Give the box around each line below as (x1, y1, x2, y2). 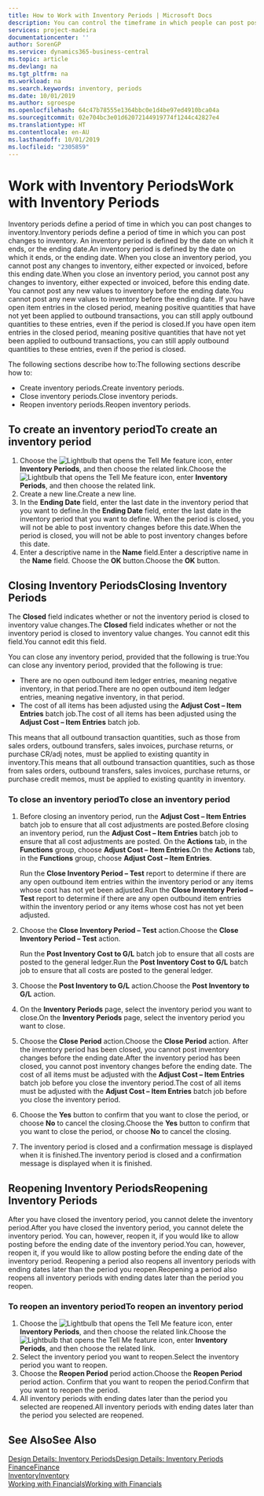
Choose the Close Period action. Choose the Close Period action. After (19, 1037, 249, 1046)
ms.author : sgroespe (8, 99, 76, 107)
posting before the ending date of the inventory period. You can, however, (8, 1240, 246, 1249)
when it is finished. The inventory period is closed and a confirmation (19, 1150, 242, 1160)
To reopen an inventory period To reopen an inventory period (8, 1300, 244, 1311)
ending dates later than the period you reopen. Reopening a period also (8, 1265, 237, 1275)
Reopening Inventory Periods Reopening (8, 1181, 208, 1194)
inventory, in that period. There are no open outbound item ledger (19, 684, 230, 693)
